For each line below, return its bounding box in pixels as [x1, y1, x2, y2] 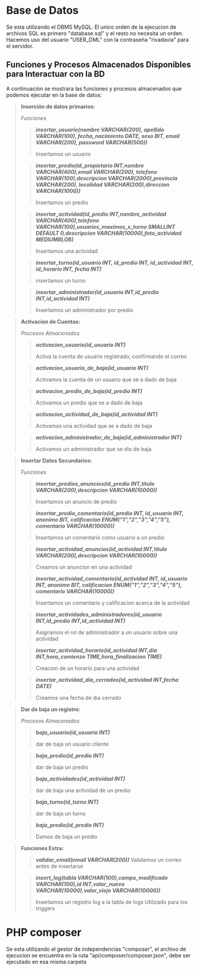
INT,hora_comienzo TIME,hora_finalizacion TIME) [35, 653, 162, 660]
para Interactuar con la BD [6, 69, 105, 79]
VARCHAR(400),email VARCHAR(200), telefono [35, 168, 158, 175]
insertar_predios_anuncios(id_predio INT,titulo [35, 480, 155, 487]
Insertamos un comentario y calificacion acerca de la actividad [35, 599, 190, 607]
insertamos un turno [35, 277, 86, 284]
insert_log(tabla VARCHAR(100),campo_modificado [35, 874, 168, 881]
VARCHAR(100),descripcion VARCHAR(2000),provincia [35, 174, 178, 182]
